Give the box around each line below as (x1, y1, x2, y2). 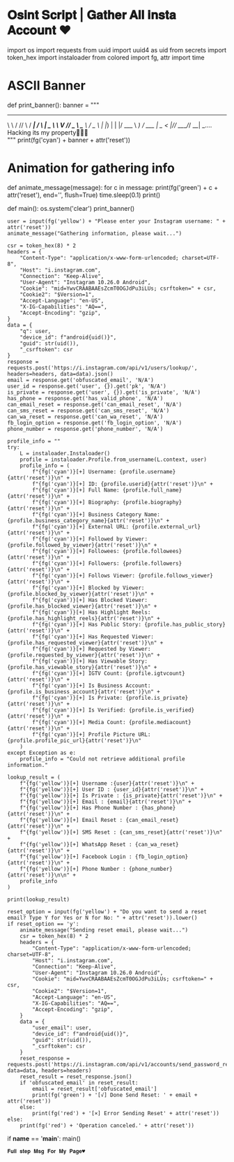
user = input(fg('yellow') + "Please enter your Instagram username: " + (7, 217, 226, 225)
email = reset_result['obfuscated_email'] (32, 1085, 157, 1092)
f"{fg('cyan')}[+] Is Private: (32, 694, 123, 701)
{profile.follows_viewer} (138, 572, 214, 579)
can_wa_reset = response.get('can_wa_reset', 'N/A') (7, 413, 164, 420)
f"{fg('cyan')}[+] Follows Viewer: (32, 572, 136, 579)
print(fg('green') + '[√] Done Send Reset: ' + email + (32, 1091, 198, 1098)
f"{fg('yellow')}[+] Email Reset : (19, 816, 123, 823)
